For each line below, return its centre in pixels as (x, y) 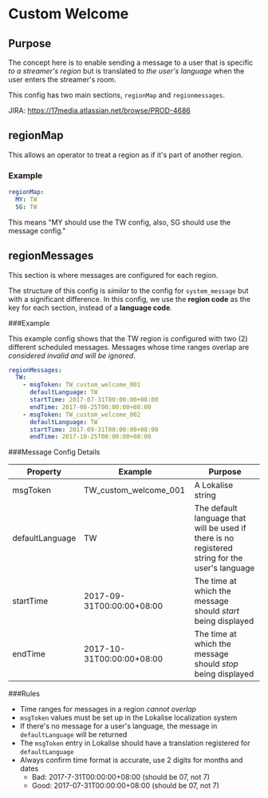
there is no (214, 538)
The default (216, 508)
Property (44, 472)
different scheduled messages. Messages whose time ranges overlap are (129, 347)
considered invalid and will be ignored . (72, 355)
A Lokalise (214, 486)
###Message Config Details (54, 452)
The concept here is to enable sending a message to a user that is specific (131, 62)
